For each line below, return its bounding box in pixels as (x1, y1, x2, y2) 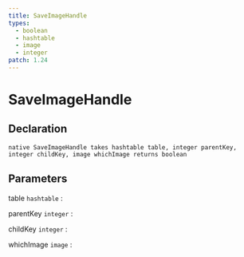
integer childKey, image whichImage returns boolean (8, 150, 187, 158)
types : (8, 19, 30, 27)
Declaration (8, 122, 68, 136)
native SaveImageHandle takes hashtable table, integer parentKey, (8, 143, 238, 152)
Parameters (8, 172, 68, 186)
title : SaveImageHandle (8, 11, 88, 20)
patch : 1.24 (8, 57, 48, 65)
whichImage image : (8, 239, 73, 249)
